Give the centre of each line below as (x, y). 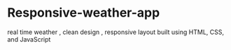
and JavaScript (29, 39)
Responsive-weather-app (84, 13)
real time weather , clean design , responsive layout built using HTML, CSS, (116, 32)
